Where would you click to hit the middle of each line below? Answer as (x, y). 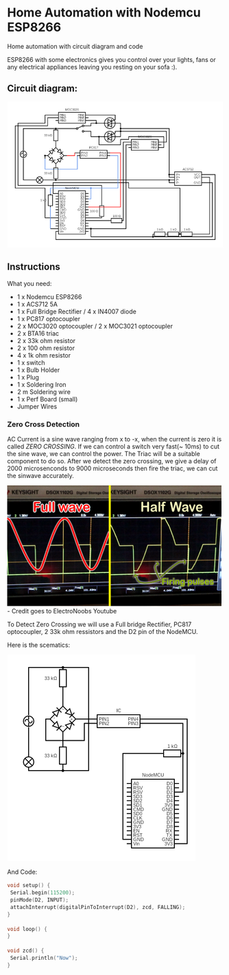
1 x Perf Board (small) (47, 399)
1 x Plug (28, 377)
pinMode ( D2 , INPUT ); (39, 900)
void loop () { (27, 929)
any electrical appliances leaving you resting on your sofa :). (92, 67)
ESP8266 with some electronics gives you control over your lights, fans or (111, 59)
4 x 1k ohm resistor (44, 355)
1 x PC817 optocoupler (49, 318)
